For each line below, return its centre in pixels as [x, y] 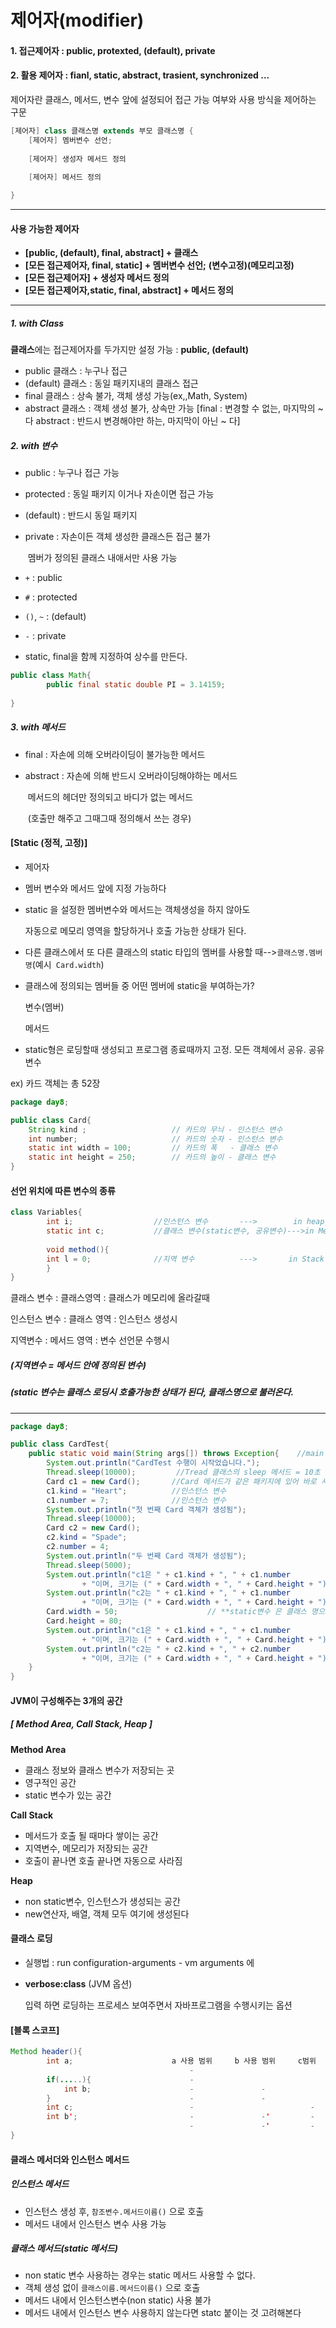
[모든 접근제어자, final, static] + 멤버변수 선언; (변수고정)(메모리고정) [159, 265]
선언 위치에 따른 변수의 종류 [63, 1190]
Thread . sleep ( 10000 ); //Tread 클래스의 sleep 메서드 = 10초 [183, 1472]
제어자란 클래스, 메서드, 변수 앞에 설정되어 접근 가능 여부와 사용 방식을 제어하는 [163, 99]
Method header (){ [46, 2052]
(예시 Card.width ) [68, 964]
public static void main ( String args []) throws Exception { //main [176, 1454]
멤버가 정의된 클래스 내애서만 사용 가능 [102, 558]
